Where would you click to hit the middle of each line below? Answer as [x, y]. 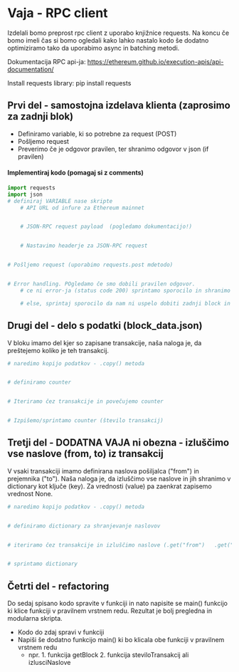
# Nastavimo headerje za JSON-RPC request [84, 246]
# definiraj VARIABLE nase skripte [60, 201]
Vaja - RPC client [58, 13]
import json [25, 194]
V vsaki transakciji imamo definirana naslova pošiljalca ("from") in [103, 471]
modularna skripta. [35, 619]
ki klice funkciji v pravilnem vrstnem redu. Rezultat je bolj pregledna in [110, 611]
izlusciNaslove [49, 663]
